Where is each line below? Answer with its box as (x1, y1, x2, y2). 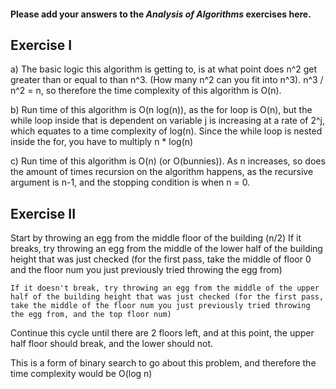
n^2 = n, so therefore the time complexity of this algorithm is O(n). (10, 85, 282, 97)
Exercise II (10, 205, 77, 222)
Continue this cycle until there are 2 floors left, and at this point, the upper (10, 327, 315, 339)
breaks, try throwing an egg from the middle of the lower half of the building (10, 243, 323, 255)
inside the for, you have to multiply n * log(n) (10, 136, 194, 148)
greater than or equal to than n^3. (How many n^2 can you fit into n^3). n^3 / (10, 74, 324, 86)
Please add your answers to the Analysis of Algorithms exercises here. (10, 8, 312, 20)
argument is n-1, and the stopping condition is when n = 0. (10, 176, 251, 189)
